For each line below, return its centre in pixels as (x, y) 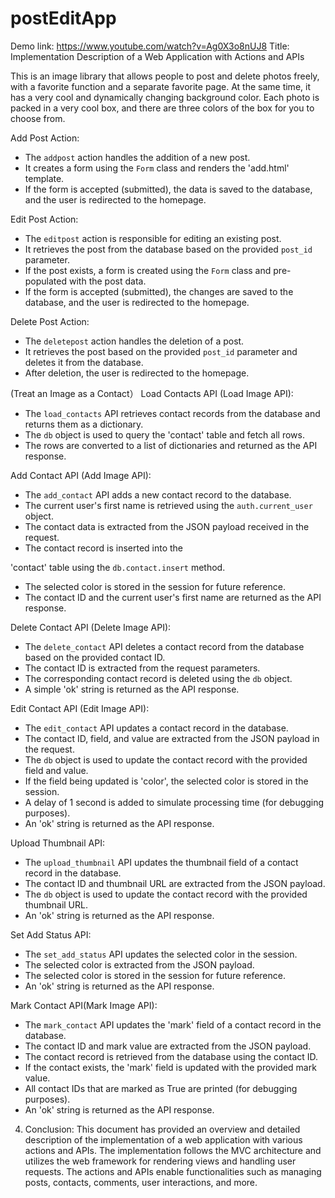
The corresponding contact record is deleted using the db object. (158, 678)
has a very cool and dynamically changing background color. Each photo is (165, 97)
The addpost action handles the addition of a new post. (137, 157)
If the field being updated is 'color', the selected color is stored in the (166, 781)
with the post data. (107, 281)
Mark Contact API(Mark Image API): (84, 1005)
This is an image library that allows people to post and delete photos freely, (165, 76)
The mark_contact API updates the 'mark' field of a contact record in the (173, 1024)
